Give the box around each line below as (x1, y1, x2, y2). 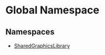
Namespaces (5, 27, 55, 37)
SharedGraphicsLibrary (13, 42, 71, 49)
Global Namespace (5, 4, 100, 17)
